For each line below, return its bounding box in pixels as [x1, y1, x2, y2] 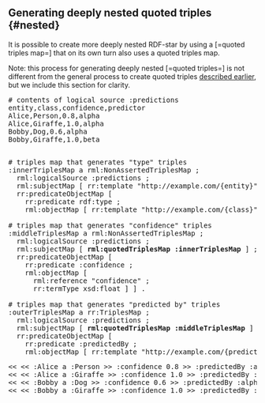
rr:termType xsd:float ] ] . [32, 284, 146, 293]
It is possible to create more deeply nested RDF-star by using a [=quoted [8, 40, 245, 49]
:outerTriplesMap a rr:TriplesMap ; [8, 307, 150, 317]
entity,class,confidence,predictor [8, 103, 146, 112]
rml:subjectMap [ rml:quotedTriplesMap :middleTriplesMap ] [16, 323, 254, 333]
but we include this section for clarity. [8, 80, 130, 89]
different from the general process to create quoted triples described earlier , [8, 71, 256, 81]
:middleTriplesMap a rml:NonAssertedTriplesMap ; [8, 228, 204, 238]
